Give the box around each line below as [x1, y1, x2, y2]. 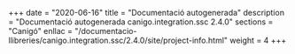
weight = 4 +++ [229, 35, 287, 45]
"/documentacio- [74, 26, 137, 36]
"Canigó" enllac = [8, 26, 73, 36]
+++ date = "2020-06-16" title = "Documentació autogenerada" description [8, 8, 285, 17]
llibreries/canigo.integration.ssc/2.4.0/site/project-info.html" [8, 35, 228, 45]
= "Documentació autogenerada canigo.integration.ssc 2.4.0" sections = [8, 17, 274, 27]
